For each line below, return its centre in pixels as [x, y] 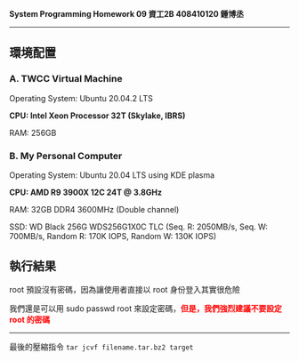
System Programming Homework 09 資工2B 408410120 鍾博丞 [127, 14]
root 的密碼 [30, 319]
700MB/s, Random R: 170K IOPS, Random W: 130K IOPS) [113, 236]
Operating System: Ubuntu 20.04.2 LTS [81, 98]
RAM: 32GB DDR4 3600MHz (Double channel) [94, 209]
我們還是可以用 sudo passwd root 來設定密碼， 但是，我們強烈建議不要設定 [145, 308]
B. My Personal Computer [66, 156]
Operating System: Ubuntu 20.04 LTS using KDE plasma [112, 175]
